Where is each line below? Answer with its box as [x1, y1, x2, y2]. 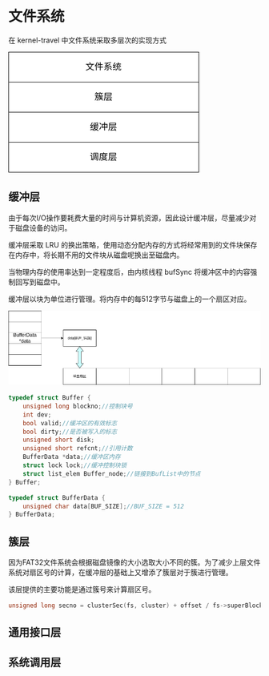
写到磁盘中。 [22, 277, 65, 287]
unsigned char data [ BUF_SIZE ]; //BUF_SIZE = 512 [22, 502, 184, 510]
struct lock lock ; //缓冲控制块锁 [22, 461, 127, 469]
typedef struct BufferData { [8, 493, 106, 501]
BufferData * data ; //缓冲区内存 [22, 453, 122, 461]
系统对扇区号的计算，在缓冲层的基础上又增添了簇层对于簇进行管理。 [8, 568, 233, 577]
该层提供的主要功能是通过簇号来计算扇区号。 [8, 585, 156, 594]
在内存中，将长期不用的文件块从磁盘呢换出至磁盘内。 [8, 250, 184, 260]
